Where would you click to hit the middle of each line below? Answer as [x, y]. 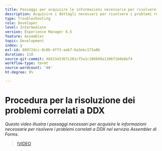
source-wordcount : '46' [29, 68]
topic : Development [25, 41]
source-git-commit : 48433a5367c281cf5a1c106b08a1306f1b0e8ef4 [69, 59]
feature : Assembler [25, 37]
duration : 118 [19, 54]
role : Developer [21, 23]
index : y [14, 45]
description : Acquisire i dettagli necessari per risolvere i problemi [78, 14]
